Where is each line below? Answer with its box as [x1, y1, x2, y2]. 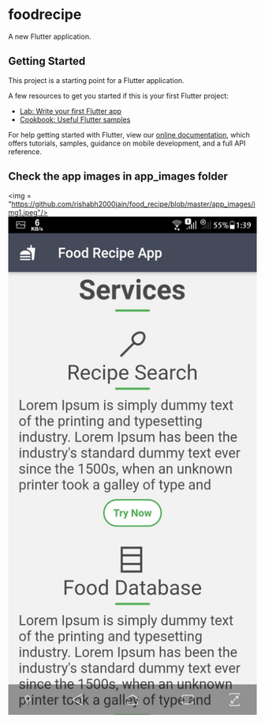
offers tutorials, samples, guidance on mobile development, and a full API [8, 138, 246, 148]
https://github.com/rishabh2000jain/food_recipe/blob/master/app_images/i [11, 199, 256, 209]
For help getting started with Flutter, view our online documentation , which [8, 130, 251, 139]
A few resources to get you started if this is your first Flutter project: [8, 91, 229, 100]
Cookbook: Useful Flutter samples [19, 115, 131, 124]
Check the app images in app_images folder [8, 170, 229, 183]
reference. [8, 146, 42, 156]
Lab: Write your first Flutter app [19, 106, 122, 115]
